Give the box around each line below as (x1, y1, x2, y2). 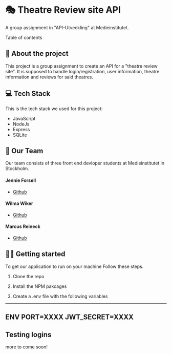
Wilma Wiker (5, 200, 33, 206)
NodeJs (12, 121, 30, 127)
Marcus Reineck (5, 223, 41, 230)
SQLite (12, 132, 27, 138)
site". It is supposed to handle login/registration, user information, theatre (5, 68, 160, 74)
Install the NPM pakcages (12, 283, 67, 289)
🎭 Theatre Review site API (5, 4, 121, 16)
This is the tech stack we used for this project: (5, 106, 103, 112)
